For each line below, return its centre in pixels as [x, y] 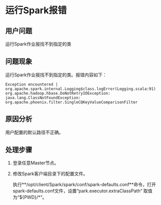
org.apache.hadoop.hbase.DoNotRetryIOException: [58, 93]
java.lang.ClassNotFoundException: [43, 98]
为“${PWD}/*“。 [30, 197]
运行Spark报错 [36, 10]
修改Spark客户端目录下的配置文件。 [50, 174]
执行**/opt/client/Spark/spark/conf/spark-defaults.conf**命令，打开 [84, 185]
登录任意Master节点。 [36, 163]
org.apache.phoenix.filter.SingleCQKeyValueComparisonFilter [72, 102]
